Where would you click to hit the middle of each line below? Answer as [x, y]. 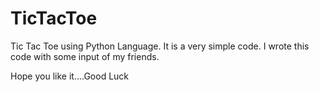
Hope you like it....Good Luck [70, 76]
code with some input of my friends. [85, 56]
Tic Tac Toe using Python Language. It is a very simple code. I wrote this [160, 46]
